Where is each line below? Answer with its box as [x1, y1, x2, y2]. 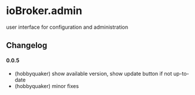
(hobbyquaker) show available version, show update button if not [14, 70, 172, 77]
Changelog [6, 40, 48, 50]
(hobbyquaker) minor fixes [14, 82, 79, 89]
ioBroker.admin [6, 4, 82, 18]
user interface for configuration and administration [6, 23, 129, 30]
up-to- [173, 70, 190, 77]
